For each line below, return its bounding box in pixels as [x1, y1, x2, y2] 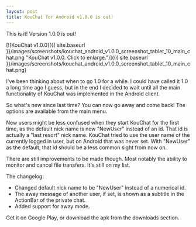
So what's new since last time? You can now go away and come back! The [6, 101, 186, 108]
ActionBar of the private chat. [14, 197, 86, 204]
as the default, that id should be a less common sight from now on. [6, 144, 167, 151]
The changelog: [6, 173, 44, 180]
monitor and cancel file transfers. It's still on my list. [6, 161, 130, 168]
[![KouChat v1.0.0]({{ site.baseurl [6, 42, 85, 49]
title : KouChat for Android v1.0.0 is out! [6, 14, 114, 20]
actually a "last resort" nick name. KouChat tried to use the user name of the [6, 131, 190, 138]
